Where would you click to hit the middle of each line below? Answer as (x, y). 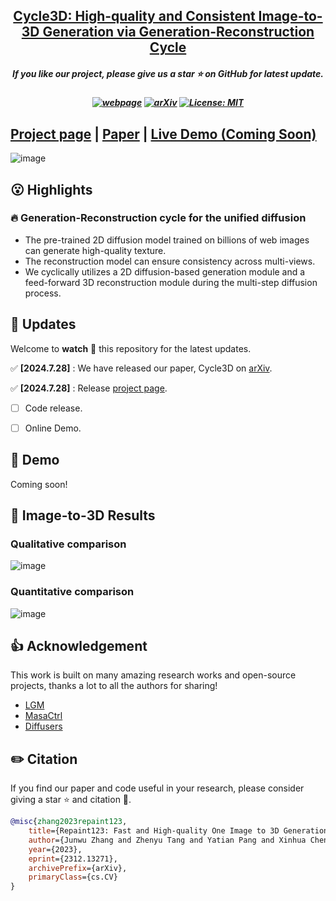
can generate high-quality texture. (95, 250)
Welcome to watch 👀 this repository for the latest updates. (131, 348)
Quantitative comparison (72, 592)
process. (43, 293)
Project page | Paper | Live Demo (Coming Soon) (163, 134)
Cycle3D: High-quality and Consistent (134, 16)
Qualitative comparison (68, 544)
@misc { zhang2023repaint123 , (69, 822)
